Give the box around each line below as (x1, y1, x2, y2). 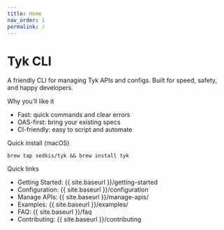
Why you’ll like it (7, 97, 54, 105)
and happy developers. (7, 84, 73, 92)
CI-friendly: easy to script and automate (17, 125, 133, 134)
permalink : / (7, 23, 45, 30)
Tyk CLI (7, 53, 52, 69)
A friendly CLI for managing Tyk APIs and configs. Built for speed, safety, (7, 76, 218, 84)
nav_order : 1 (7, 17, 45, 24)
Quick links (7, 164, 40, 173)
